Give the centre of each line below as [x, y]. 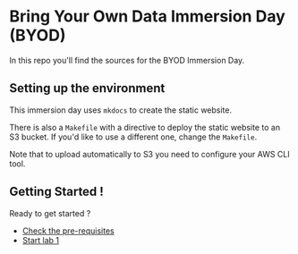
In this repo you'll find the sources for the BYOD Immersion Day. [127, 60]
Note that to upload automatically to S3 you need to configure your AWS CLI [149, 154]
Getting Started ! [57, 192]
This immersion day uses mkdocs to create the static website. [121, 110]
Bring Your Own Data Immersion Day [148, 17]
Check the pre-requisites [68, 231]
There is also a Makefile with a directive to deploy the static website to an [145, 127]
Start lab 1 [41, 240]
